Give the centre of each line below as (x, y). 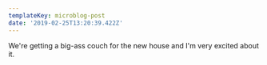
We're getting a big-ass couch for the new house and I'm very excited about (134, 45)
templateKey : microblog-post (57, 15)
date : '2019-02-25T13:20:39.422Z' (66, 23)
